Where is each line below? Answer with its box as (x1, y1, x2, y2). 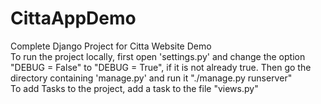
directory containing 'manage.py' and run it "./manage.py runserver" (10, 72, 293, 84)
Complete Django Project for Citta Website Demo (10, 40, 212, 52)
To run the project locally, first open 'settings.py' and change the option (10, 50, 306, 62)
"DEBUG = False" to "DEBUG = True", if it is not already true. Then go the (10, 61, 312, 73)
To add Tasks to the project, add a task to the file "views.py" (10, 82, 259, 94)
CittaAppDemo (10, 7, 137, 30)
